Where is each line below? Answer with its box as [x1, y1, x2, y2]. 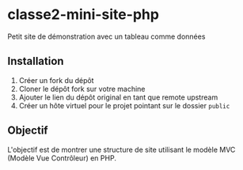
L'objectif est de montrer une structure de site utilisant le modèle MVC [7, 145, 236, 154]
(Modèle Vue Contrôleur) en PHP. [7, 153, 116, 163]
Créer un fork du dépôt [18, 75, 94, 85]
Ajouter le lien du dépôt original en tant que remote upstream [18, 93, 218, 102]
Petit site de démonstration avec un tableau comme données [7, 32, 206, 41]
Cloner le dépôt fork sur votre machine [18, 84, 146, 93]
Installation [7, 55, 64, 68]
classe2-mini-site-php [7, 6, 160, 24]
